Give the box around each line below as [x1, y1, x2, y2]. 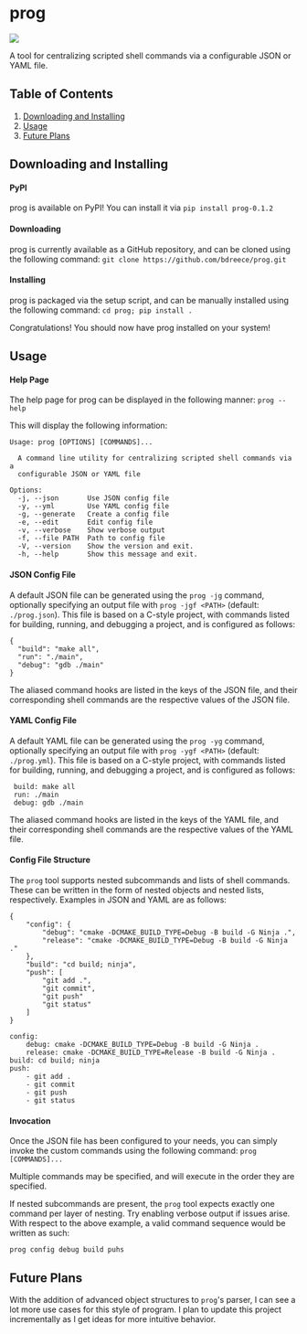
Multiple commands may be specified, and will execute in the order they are [9, 1171, 295, 1182]
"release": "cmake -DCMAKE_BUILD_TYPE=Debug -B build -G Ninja [42, 935, 288, 944]
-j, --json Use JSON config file [17, 494, 170, 503]
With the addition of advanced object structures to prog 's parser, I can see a [9, 1294, 296, 1305]
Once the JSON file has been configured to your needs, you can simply [9, 1136, 278, 1147]
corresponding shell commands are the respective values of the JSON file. [9, 694, 291, 705]
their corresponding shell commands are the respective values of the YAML [9, 824, 294, 835]
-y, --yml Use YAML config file [17, 502, 170, 511]
